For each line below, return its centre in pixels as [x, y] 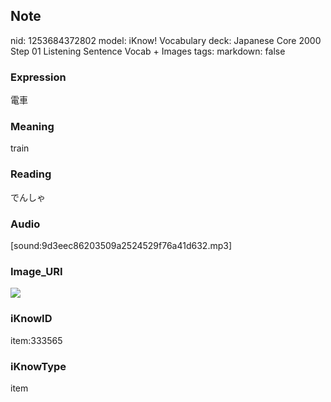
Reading [31, 174]
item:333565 [36, 340]
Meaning [32, 127]
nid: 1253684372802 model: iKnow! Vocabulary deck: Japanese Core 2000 [166, 40]
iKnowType [38, 366]
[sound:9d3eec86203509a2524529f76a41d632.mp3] [121, 245]
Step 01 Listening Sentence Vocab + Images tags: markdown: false [148, 51]
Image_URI [36, 271]
